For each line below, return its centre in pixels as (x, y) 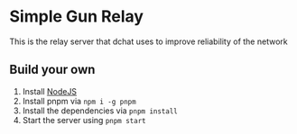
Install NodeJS (50, 91)
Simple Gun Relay (77, 17)
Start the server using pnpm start (84, 120)
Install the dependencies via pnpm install (100, 111)
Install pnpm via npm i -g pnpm (79, 101)
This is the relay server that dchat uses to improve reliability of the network (148, 41)
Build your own (52, 70)
